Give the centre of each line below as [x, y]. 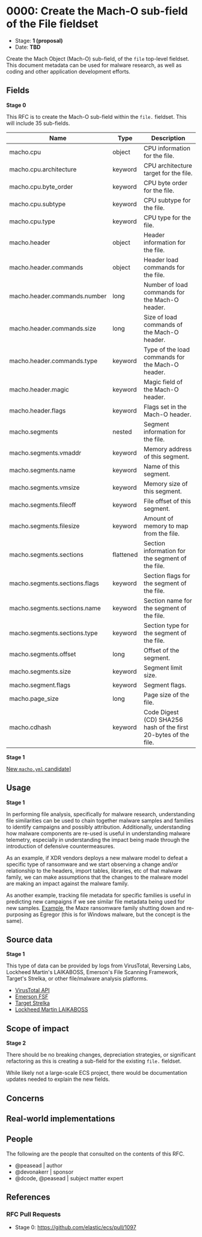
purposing [19, 914]
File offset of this [167, 501]
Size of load [160, 317]
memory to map [166, 526]
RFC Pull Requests [34, 1215]
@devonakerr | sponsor [44, 1172]
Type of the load [167, 349]
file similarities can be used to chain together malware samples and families [100, 820]
